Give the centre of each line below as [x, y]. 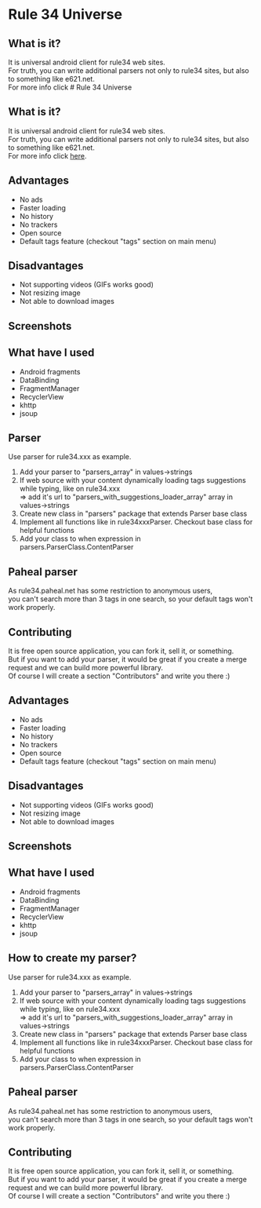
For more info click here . [47, 155]
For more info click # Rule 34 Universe [70, 87]
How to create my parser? [72, 958]
